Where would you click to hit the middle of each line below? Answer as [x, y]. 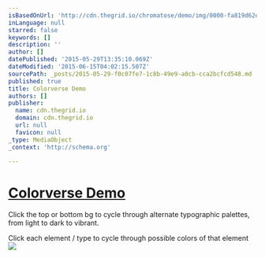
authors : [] [28, 96]
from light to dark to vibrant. [54, 223]
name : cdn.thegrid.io [51, 111]
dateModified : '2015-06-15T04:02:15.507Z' [79, 67]
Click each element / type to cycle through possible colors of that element [128, 238]
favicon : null [38, 132]
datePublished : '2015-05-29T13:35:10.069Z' [81, 60]
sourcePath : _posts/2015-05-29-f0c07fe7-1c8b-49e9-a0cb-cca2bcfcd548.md [130, 74]
